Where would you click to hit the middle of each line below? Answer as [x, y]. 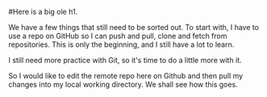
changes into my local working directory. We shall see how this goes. [123, 84]
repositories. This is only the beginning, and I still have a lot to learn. [121, 44]
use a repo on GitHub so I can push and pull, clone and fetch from [118, 36]
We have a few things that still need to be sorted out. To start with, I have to [134, 27]
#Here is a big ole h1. [43, 12]
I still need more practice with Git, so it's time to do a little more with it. [125, 60]
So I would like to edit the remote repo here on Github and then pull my [126, 76]
